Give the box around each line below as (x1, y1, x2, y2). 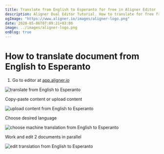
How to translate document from (5, 51, 140, 62)
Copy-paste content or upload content (5, 96, 82, 102)
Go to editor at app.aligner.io (12, 77, 70, 83)
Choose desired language (5, 115, 57, 121)
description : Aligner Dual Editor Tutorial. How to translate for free (5, 12, 154, 17)
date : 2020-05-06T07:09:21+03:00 (5, 20, 73, 26)
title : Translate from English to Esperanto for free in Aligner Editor (5, 7, 156, 12)
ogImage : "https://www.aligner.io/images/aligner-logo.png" (5, 16, 130, 21)
